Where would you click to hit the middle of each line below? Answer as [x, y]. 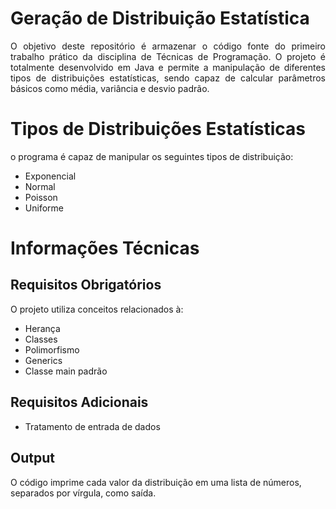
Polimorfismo [52, 349]
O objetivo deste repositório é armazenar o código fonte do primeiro [168, 46]
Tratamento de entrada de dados [92, 426]
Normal [40, 186]
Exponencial [50, 176]
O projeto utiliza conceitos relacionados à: [97, 309]
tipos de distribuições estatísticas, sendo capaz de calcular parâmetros [168, 78]
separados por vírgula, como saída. [83, 493]
